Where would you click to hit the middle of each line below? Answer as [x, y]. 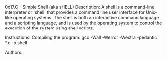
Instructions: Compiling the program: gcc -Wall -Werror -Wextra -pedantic [81, 37]
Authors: [14, 52]
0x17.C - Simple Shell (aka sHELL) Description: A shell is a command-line [80, 7]
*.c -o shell [16, 43]
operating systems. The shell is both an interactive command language [86, 17]
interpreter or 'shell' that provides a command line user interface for [75, 12]
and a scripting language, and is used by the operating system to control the [83, 23]
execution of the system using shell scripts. [50, 28]
